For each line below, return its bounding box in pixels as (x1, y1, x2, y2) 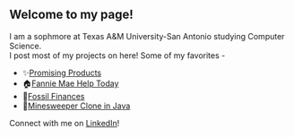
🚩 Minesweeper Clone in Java (22, 100, 131, 111)
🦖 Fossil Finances (22, 90, 85, 101)
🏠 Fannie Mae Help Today (22, 78, 119, 89)
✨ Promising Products (22, 67, 101, 78)
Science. (9, 40, 42, 51)
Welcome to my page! (9, 7, 134, 22)
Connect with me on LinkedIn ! (9, 117, 120, 128)
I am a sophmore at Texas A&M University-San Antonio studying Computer (9, 30, 285, 41)
